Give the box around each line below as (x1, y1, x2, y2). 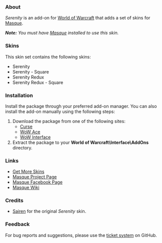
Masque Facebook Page (12, 179, 63, 185)
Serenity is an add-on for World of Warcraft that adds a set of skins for (5, 15, 150, 21)
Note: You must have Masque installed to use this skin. (5, 30, 119, 36)
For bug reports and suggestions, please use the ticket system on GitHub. (5, 232, 157, 238)
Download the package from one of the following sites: (12, 118, 126, 124)
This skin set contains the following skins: (5, 53, 91, 59)
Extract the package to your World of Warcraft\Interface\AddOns (12, 139, 149, 145)
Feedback (5, 221, 30, 228)
